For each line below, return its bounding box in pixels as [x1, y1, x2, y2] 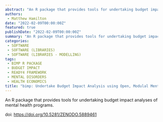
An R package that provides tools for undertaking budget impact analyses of [5, 97, 158, 103]
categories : [5, 39, 29, 44]
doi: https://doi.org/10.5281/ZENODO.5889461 [5, 111, 97, 117]
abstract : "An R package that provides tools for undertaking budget [5, 7, 149, 12]
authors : [5, 12, 23, 16]
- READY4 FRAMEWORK [7, 70, 47, 75]
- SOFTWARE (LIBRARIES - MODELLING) [7, 52, 81, 57]
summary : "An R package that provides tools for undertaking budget [5, 34, 147, 39]
